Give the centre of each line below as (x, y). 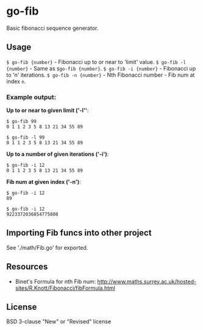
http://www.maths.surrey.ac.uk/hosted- (147, 281)
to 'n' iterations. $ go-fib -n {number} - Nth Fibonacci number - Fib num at (101, 75)
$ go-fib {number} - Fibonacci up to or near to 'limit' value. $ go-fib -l (96, 61)
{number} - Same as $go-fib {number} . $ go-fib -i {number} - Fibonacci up (101, 68)
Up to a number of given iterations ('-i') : (58, 154)
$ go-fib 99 (21, 122)
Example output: (31, 97)
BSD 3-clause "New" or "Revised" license (59, 321)
